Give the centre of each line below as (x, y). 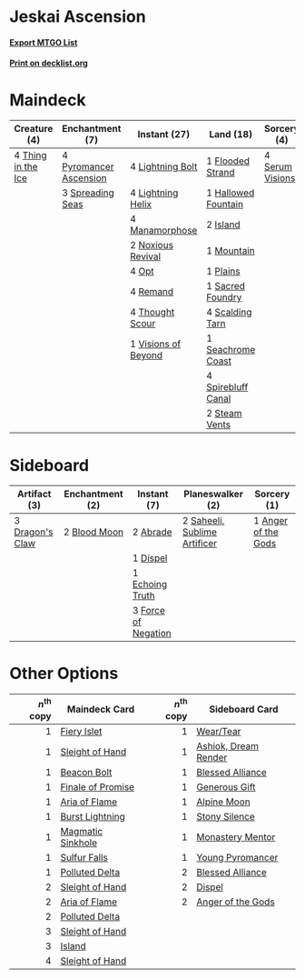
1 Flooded (228, 161)
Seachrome (231, 350)
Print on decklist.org (49, 63)
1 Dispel (150, 558)
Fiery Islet (81, 731)
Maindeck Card (100, 709)
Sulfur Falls (84, 857)
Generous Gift (226, 786)
